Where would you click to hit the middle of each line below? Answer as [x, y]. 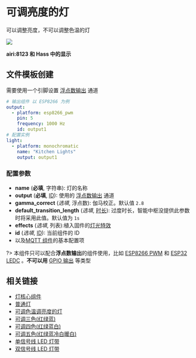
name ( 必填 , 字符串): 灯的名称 [51, 188]
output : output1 [37, 157]
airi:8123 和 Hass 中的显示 [39, 54]
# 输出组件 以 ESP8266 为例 [38, 101]
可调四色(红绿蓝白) [38, 326]
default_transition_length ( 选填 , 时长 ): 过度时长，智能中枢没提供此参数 [102, 210]
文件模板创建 [30, 75]
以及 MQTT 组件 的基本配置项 [50, 240]
